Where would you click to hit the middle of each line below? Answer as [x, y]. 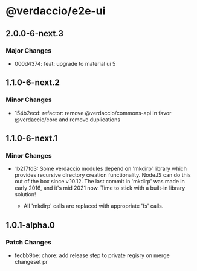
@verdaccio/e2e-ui [56, 11]
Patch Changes [29, 242]
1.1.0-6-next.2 [33, 83]
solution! [25, 194]
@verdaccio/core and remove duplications [67, 120]
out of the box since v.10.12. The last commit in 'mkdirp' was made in [100, 182]
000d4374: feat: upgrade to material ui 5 [65, 63]
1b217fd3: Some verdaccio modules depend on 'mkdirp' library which [101, 169]
